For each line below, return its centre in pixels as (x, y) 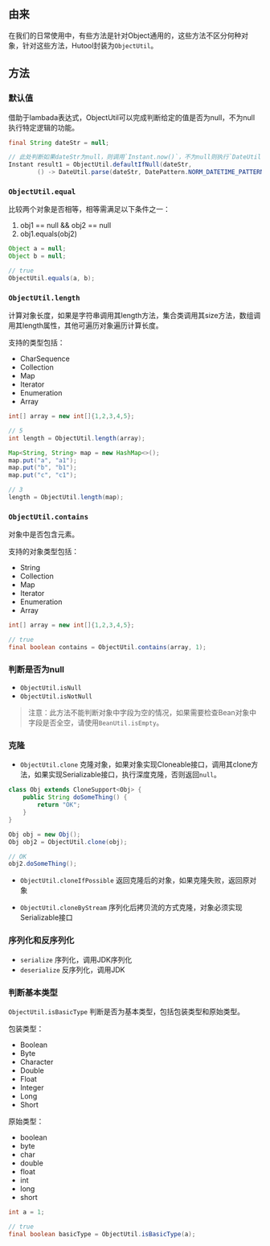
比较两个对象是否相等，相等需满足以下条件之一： (89, 209)
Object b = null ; (37, 256)
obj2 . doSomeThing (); (43, 864)
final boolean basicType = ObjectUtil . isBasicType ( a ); (102, 1234)
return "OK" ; (59, 805)
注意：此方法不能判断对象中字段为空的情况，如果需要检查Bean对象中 (142, 713)
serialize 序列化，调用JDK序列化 (76, 959)
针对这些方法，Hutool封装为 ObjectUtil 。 (90, 45)
